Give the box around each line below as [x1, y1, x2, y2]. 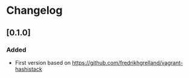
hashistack [14, 65, 42, 73]
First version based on [14, 59, 71, 66]
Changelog [6, 4, 63, 17]
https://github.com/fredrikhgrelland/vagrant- [72, 59, 183, 66]
